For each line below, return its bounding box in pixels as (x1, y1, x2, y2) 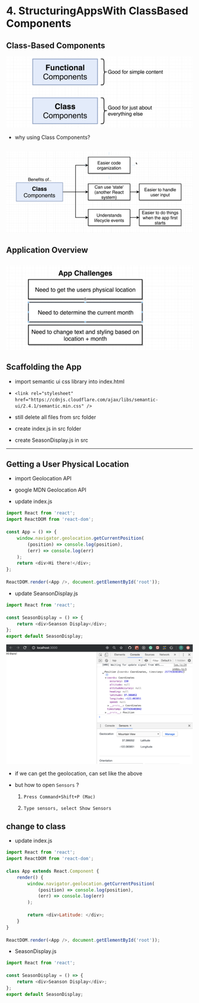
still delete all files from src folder (14, 413, 97, 420)
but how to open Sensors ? (14, 781, 79, 788)
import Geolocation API (14, 475, 72, 482)
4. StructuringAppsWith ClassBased (6, 4, 188, 18)
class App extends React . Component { (6, 868, 99, 874)
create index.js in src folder (14, 425, 82, 432)
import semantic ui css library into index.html (14, 378, 125, 385)
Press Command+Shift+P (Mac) (23, 794, 96, 800)
